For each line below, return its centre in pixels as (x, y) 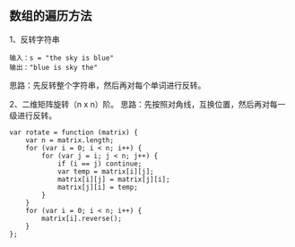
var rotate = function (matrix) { (74, 132)
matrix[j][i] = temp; (98, 187)
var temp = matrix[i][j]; (105, 171)
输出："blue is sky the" (54, 67)
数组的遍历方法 (51, 16)
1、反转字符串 (35, 39)
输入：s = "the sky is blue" (62, 58)
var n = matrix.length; (70, 140)
